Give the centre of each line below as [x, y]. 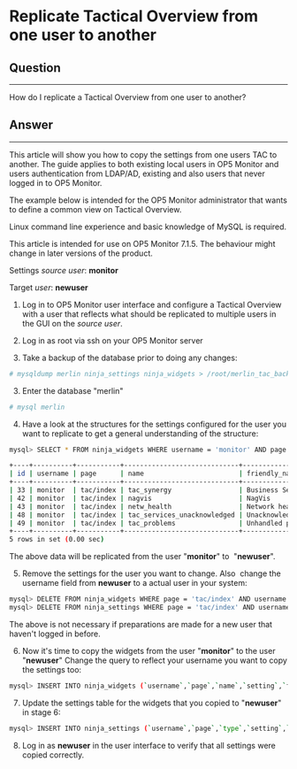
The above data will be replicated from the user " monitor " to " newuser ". [142, 557]
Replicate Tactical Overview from [134, 16]
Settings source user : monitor [64, 270]
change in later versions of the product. [81, 253]
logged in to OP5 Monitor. [56, 182]
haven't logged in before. [55, 634]
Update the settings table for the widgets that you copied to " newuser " [152, 703]
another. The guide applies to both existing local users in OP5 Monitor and [144, 164]
